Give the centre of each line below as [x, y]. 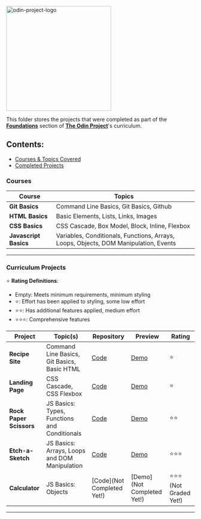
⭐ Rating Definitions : [32, 281]
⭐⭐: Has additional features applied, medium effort [77, 310]
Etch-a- [22, 451]
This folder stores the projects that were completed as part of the [87, 119]
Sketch [19, 458]
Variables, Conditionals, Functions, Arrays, [115, 236]
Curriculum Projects [36, 268]
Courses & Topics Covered [48, 159]
